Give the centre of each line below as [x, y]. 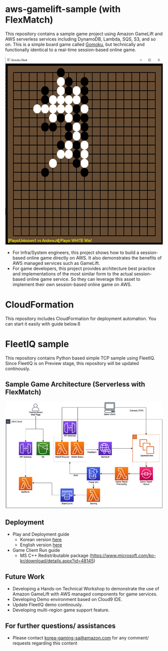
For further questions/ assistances [60, 626]
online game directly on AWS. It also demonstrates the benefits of [94, 258]
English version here [41, 545]
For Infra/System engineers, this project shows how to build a [76, 252]
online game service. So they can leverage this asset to [84, 279]
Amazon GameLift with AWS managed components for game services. [85, 594]
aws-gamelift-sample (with [63, 9]
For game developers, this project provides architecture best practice [84, 268]
